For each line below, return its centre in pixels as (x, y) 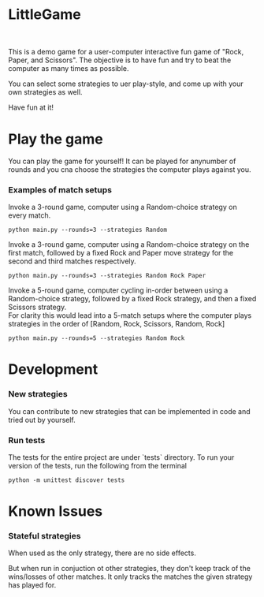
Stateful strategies (45, 536)
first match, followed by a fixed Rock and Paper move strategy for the (121, 253)
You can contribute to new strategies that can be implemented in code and (129, 411)
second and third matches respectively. (72, 261)
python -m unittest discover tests (67, 480)
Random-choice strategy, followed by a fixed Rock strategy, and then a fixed (132, 299)
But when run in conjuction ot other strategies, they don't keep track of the (129, 569)
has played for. (32, 585)
